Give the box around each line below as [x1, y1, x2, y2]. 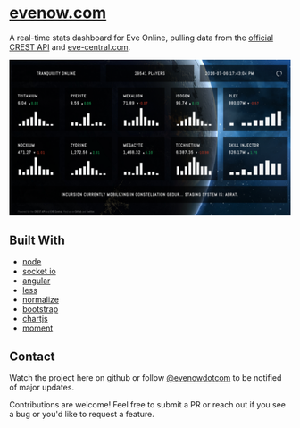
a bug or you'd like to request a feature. [9, 409, 154, 420]
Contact [9, 348, 55, 364]
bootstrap [21, 304, 59, 315]
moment [21, 323, 54, 333]
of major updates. [9, 382, 74, 393]
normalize [21, 294, 60, 306]
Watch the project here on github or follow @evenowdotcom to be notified [9, 373, 282, 383]
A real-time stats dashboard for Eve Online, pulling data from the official [9, 32, 274, 43]
